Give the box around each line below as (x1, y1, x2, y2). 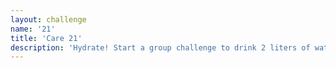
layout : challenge (10, 14, 87, 25)
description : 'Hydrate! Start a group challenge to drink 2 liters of (10, 42, 311, 53)
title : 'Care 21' (10, 33, 83, 43)
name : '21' (10, 24, 56, 34)
